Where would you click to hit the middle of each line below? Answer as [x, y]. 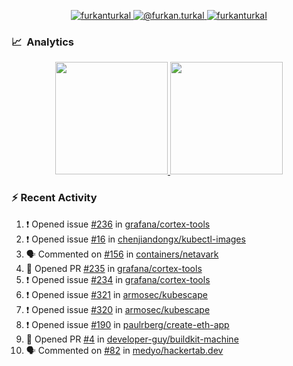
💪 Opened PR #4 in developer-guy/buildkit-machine [132, 339]
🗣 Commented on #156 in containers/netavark [122, 254]
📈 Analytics [43, 42]
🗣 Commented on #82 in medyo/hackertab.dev [124, 350]
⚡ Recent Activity [54, 198]
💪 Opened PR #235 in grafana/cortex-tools [114, 268]
